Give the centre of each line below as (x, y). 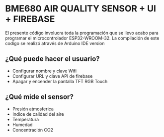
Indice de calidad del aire (38, 114)
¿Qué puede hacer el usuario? (53, 59)
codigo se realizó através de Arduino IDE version (55, 43)
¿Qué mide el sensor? (39, 97)
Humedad (22, 125)
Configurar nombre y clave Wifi (44, 71)
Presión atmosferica (33, 109)
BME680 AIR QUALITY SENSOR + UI (81, 9)
